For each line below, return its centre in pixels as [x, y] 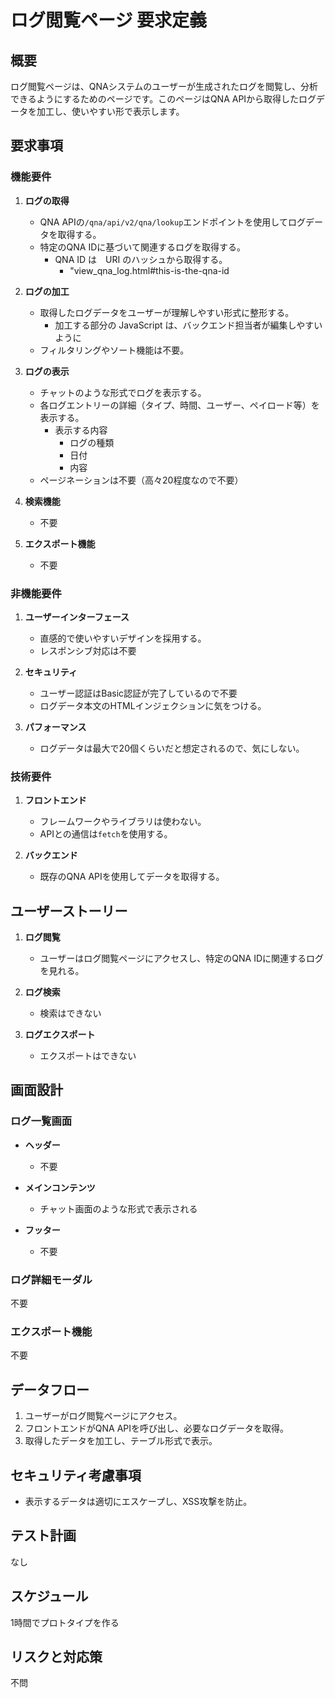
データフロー [50, 1389]
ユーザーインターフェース [77, 617]
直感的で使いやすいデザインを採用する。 [123, 638]
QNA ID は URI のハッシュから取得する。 [141, 259]
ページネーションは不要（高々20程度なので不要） [141, 480]
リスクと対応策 [56, 1657]
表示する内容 [81, 430]
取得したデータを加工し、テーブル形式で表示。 [121, 1441]
